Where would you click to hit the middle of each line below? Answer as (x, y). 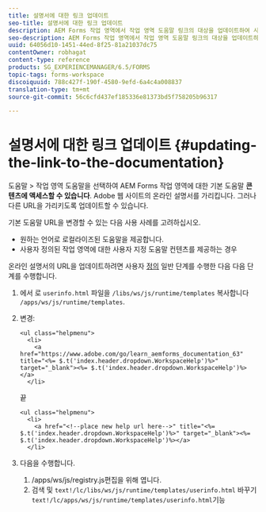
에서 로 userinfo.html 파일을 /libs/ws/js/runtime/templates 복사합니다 (134, 293)
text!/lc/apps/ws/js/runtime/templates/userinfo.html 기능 (128, 500)
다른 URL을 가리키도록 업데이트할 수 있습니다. (78, 206)
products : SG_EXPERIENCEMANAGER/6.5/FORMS (79, 67)
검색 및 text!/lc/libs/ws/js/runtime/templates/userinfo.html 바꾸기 (144, 490)
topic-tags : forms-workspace (56, 75)
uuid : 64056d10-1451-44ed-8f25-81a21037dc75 (83, 45)
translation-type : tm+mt (49, 89)
